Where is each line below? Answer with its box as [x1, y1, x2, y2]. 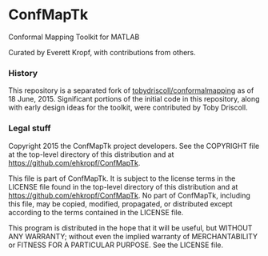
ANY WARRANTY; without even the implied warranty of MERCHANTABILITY [8, 231, 258, 241]
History [8, 67, 38, 78]
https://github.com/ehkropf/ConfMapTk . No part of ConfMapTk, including [8, 190, 250, 200]
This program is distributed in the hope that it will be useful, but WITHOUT [8, 222, 253, 233]
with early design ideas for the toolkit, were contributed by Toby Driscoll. [8, 102, 248, 113]
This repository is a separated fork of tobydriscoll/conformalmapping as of [8, 86, 254, 95]
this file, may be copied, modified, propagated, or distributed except [8, 198, 233, 209]
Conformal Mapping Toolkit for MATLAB [8, 32, 140, 42]
